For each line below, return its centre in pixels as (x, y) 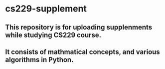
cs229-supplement (46, 9)
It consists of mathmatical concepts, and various (83, 52)
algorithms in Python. (39, 60)
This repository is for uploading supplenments (79, 27)
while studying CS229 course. (53, 35)
